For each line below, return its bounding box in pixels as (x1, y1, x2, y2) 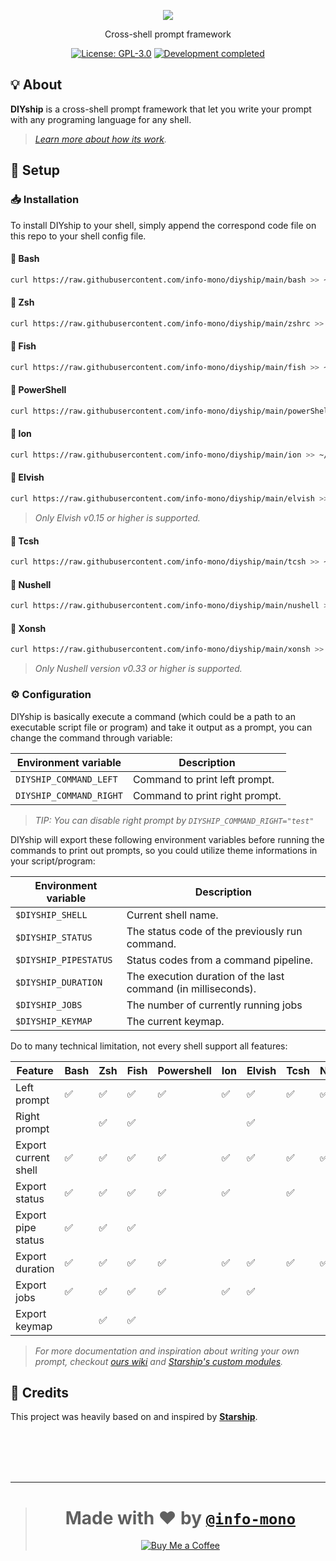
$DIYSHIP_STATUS (15, 931, 93, 943)
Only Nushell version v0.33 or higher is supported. (34, 663, 243, 675)
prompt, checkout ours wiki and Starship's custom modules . (34, 1355, 284, 1367)
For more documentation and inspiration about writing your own (34, 1345, 300, 1357)
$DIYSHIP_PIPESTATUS (15, 954, 113, 965)
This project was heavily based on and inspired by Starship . (10, 1411, 258, 1423)
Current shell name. (126, 908, 219, 922)
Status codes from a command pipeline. (126, 953, 314, 967)
